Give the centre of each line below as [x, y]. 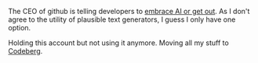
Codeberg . [25, 51]
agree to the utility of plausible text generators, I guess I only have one [122, 19]
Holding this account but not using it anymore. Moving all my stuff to [118, 43]
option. [20, 28]
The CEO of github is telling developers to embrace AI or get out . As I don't [129, 11]
